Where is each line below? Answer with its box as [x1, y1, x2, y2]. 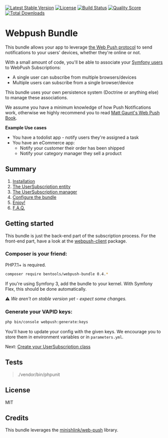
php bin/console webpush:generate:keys [5, 320, 88, 325]
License [5, 386, 30, 394]
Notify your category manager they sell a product [19, 150, 122, 156]
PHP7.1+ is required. [5, 262, 46, 268]
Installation [12, 178, 35, 184]
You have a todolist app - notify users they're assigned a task [12, 134, 139, 140]
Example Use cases [5, 124, 47, 130]
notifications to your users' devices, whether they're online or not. [5, 49, 141, 55]
